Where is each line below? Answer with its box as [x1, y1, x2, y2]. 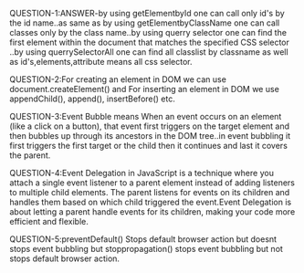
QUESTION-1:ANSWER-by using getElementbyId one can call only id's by [9, 8, 285, 18]
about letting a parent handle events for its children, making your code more [9, 206, 296, 217]
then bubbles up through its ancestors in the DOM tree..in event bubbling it [9, 131, 291, 141]
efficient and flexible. [9, 216, 89, 226]
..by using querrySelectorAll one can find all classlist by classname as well [9, 47, 289, 58]
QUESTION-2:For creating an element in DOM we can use [9, 74, 226, 85]
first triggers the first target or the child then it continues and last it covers [9, 141, 288, 151]
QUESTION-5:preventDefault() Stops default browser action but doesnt [9, 234, 277, 245]
